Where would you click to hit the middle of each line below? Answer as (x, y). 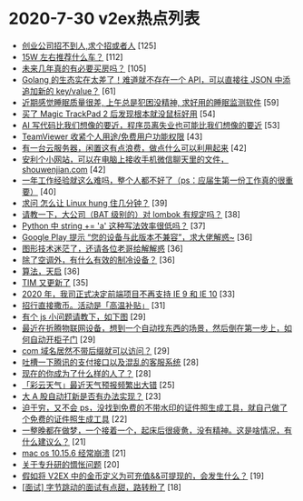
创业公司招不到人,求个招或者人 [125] (89, 45)
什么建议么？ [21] (54, 441)
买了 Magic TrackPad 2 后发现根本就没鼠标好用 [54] (118, 114)
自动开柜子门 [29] (63, 339)
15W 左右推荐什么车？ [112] (72, 56)
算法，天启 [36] (51, 271)
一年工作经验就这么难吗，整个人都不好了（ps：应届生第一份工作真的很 (153, 180)
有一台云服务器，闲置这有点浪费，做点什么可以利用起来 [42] (134, 147)
